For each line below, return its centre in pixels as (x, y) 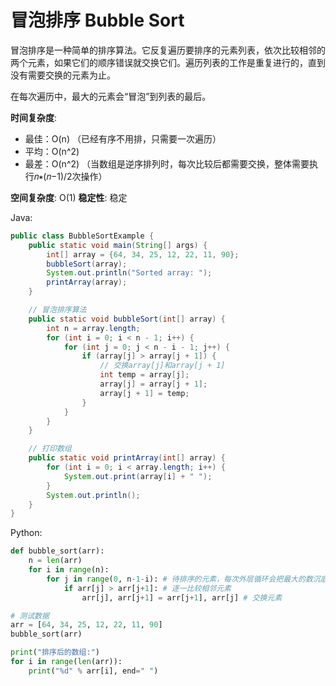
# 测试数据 (30, 616)
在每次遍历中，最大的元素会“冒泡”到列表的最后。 (111, 96)
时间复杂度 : (34, 117)
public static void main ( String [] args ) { (118, 245)
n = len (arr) (55, 561)
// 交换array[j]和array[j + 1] (162, 366)
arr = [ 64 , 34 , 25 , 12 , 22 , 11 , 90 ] (86, 625)
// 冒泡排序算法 (57, 310)
